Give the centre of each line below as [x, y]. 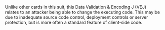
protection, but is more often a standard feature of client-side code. [74, 22]
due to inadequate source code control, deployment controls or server [77, 17]
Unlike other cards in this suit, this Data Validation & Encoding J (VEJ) [76, 7]
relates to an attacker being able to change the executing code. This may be [82, 12]
